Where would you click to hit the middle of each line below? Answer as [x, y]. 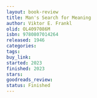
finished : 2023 [26, 68]
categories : [21, 46]
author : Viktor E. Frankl [39, 23]
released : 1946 [26, 40]
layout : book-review [33, 12]
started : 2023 [24, 63]
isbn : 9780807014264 [33, 35]
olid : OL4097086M [28, 29]
